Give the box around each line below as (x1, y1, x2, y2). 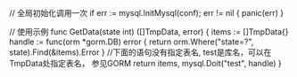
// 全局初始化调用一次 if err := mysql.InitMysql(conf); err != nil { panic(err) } (9, 8, 284, 18)
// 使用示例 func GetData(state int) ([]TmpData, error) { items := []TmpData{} (9, 27, 289, 37)
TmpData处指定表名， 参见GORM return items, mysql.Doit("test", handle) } (9, 58, 283, 68)
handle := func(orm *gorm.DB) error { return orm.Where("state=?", (9, 36, 254, 47)
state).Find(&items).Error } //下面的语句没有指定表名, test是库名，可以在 (9, 47, 272, 58)
